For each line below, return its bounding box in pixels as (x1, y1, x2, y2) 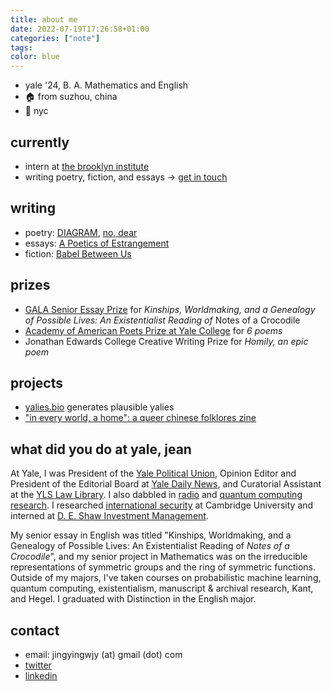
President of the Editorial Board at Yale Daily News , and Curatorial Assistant (10, 478, 322, 490)
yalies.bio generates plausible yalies (24, 401, 175, 413)
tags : (10, 42, 33, 53)
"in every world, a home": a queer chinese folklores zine (24, 412, 257, 424)
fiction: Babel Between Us (24, 247, 132, 260)
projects (10, 374, 64, 391)
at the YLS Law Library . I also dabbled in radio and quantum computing (10, 489, 303, 501)
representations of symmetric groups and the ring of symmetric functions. (10, 561, 316, 573)
